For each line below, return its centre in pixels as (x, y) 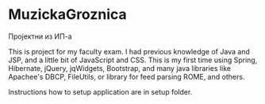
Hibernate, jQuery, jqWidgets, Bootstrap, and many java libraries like (120, 68)
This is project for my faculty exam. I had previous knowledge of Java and (129, 51)
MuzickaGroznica (67, 15)
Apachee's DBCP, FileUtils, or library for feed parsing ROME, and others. (127, 76)
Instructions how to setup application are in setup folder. (100, 91)
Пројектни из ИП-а (40, 36)
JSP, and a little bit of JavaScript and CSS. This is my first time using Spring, (133, 60)
